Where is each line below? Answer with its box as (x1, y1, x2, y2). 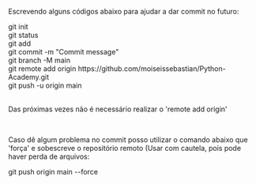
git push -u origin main (8, 81, 82, 90)
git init (8, 22, 29, 31)
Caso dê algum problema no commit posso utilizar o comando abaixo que (8, 135, 248, 145)
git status (8, 31, 39, 39)
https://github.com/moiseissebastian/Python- (77, 64, 227, 73)
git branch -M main (8, 55, 71, 65)
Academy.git (8, 73, 50, 81)
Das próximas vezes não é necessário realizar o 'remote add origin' (8, 104, 228, 114)
